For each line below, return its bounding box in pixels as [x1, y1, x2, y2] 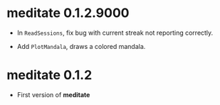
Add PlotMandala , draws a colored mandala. [16, 42, 146, 50]
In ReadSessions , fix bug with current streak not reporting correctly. [16, 28, 214, 37]
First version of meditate [16, 90, 90, 99]
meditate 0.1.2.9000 [6, 5, 130, 21]
